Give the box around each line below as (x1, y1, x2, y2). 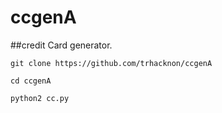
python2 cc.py (10, 93, 70, 103)
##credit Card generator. (10, 39, 113, 51)
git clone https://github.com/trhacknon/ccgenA (10, 58, 213, 68)
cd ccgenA (10, 76, 52, 86)
